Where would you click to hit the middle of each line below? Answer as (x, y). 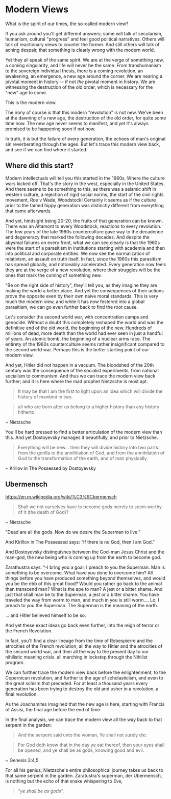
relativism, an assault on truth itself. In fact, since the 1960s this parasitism (83, 259)
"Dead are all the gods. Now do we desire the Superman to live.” (73, 532)
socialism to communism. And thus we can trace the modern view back (80, 376)
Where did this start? (40, 166)
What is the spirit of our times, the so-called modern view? (67, 24)
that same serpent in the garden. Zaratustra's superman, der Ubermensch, (84, 775)
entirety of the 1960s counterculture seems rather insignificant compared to (85, 344)
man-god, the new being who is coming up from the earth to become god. (83, 557)
